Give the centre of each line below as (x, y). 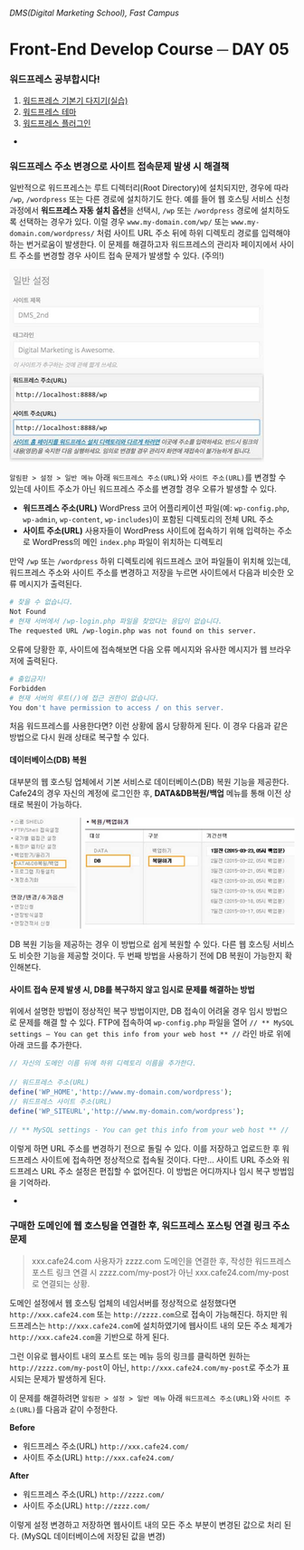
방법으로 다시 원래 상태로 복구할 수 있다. (79, 737)
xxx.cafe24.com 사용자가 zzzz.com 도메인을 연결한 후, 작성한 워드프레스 (161, 1261)
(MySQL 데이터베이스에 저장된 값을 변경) (93, 1536)
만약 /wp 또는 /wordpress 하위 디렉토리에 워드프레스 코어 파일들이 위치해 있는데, (150, 561)
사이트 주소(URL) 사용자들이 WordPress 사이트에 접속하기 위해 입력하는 (149, 531)
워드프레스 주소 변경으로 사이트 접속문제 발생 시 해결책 (119, 166)
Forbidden (28, 688)
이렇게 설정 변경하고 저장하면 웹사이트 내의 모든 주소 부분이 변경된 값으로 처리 (146, 1525)
